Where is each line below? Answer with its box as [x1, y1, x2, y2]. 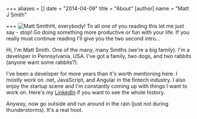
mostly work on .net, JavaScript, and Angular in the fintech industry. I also [6, 76, 186, 83]
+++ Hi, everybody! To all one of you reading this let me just [6, 23, 185, 29]
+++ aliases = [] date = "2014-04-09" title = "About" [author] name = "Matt [6, 5, 189, 12]
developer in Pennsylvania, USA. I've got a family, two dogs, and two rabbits [6, 53, 192, 59]
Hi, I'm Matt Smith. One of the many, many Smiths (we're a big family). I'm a [6, 46, 190, 53]
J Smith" [6, 11, 27, 18]
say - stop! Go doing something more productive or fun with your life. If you [6, 29, 190, 36]
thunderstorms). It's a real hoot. [6, 107, 83, 113]
